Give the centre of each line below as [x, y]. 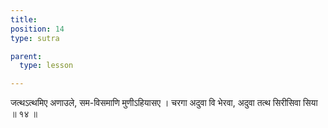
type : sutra [35, 38]
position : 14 [37, 29]
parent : [26, 56]
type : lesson [46, 66]
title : [24, 19]
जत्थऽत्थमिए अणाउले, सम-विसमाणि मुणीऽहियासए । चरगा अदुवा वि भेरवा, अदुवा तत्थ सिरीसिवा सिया [164, 103]
